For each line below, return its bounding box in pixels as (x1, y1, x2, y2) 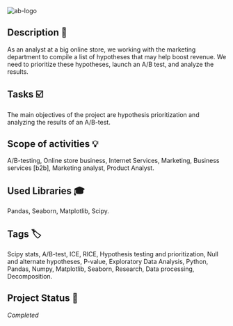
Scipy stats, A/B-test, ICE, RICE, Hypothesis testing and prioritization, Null (7, 250, 219, 258)
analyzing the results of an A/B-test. (7, 118, 111, 126)
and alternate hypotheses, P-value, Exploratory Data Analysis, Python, (7, 258, 209, 266)
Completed (7, 311, 40, 319)
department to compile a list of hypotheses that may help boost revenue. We (7, 52, 227, 61)
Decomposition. (7, 272, 53, 281)
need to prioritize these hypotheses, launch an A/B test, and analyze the (7, 60, 214, 68)
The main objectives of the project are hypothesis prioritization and (7, 110, 200, 118)
